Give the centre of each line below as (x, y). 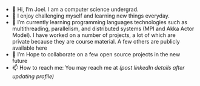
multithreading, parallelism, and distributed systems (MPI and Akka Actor (103, 28)
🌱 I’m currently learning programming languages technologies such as (100, 22)
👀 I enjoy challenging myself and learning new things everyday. (91, 16)
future (20, 61)
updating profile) (33, 76)
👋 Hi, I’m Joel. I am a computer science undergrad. (75, 9)
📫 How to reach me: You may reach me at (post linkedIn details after (98, 68)
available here (29, 48)
